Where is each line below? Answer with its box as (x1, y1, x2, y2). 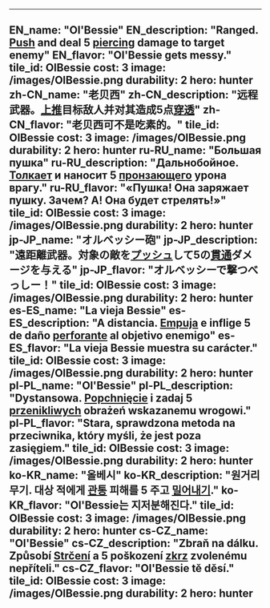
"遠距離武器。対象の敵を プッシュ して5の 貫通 (9, 248, 232, 262)
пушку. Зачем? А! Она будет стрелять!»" (9, 194, 227, 207)
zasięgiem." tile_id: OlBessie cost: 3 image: (9, 441, 230, 455)
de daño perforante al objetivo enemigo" (9, 329, 216, 343)
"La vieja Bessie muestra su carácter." (63, 341, 259, 355)
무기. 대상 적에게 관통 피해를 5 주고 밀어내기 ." (9, 484, 220, 497)
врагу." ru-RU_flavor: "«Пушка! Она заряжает (9, 181, 249, 195)
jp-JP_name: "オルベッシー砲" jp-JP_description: (9, 233, 258, 247)
